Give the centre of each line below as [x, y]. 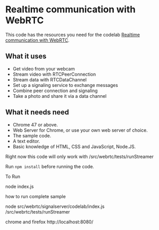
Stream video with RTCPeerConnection [54, 74]
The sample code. [32, 135]
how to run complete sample [36, 196]
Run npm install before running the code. [50, 166]
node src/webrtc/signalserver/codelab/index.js [55, 206]
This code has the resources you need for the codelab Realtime [73, 34]
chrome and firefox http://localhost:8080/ [49, 222]
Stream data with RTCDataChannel [50, 79]
